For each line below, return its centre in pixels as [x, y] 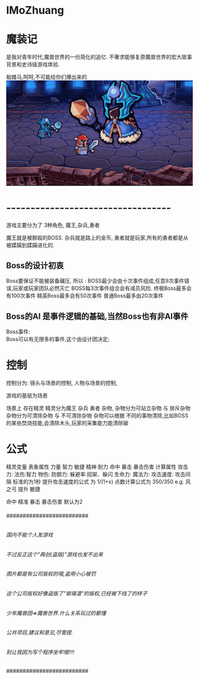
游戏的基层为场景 [27, 396]
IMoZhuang [35, 10]
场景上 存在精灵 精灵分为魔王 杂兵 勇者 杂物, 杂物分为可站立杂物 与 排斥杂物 [98, 408]
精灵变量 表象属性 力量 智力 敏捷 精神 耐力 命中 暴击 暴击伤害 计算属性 [91, 467]
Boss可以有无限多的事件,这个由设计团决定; [58, 339]
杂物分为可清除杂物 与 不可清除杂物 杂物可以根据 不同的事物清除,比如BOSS [97, 416]
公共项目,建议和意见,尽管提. [40, 633]
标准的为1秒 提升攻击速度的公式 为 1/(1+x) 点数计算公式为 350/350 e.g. [99, 482]
